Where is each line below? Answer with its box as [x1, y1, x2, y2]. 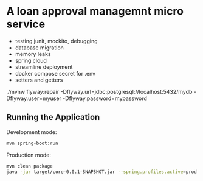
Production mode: [6, 151, 52, 158]
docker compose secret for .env [15, 69, 96, 77]
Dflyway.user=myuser [6, 94, 62, 102]
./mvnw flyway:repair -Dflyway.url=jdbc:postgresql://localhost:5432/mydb [6, 88, 193, 95]
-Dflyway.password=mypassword [63, 94, 148, 102]
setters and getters [15, 76, 63, 83]
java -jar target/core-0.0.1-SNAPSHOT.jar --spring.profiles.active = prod [6, 169, 198, 175]
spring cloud [15, 57, 47, 64]
